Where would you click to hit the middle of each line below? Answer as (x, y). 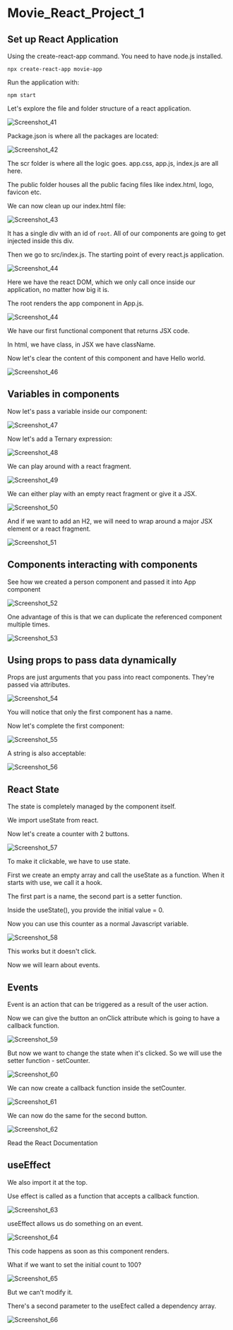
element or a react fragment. (49, 529)
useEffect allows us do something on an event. (75, 1223)
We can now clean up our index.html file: (66, 206)
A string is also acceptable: (47, 753)
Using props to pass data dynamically (92, 660)
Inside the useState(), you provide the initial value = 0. (86, 910)
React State (34, 789)
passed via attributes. (39, 684)
